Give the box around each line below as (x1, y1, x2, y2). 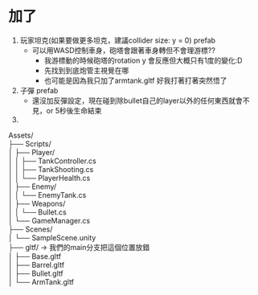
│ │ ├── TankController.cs (8, 156, 96, 166)
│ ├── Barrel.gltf (8, 260, 65, 269)
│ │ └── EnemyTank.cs (8, 190, 87, 199)
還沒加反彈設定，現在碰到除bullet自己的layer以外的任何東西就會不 (31, 96, 251, 105)
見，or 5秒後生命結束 (31, 105, 102, 115)
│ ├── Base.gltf (8, 251, 62, 261)
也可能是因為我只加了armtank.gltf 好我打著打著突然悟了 (43, 76, 227, 85)
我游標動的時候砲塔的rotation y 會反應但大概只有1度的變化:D (43, 55, 243, 65)
